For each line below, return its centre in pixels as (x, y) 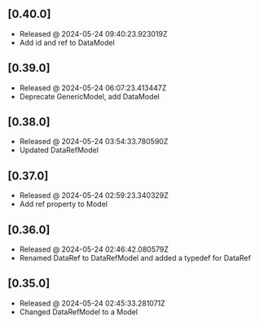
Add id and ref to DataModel (67, 42)
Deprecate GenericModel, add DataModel (89, 96)
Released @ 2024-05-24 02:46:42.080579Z (94, 249)
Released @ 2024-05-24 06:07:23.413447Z (93, 88)
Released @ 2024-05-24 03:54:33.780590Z (94, 142)
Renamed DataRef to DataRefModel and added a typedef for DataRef (135, 258)
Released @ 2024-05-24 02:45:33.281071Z (92, 303)
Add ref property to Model (63, 204)
